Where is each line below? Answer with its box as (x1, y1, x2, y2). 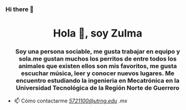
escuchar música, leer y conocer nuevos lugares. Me (20, 69, 175, 77)
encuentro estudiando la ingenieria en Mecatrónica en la (16, 77, 180, 85)
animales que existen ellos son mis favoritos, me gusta (18, 62, 177, 70)
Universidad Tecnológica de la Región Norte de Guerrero (16, 84, 180, 92)
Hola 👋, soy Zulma (53, 27, 143, 40)
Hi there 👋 (5, 5, 35, 13)
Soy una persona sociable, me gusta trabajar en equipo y (15, 48, 181, 56)
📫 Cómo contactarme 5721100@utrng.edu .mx (13, 97, 128, 104)
